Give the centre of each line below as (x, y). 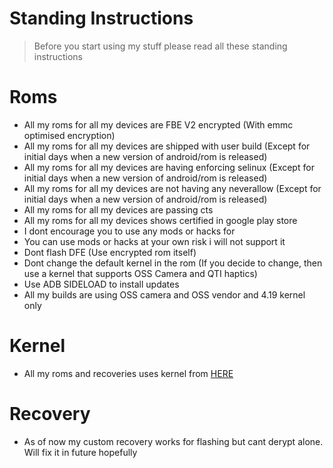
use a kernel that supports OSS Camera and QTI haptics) (140, 273)
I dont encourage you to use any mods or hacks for (129, 231)
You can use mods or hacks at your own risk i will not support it (154, 241)
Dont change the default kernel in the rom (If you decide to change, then (173, 263)
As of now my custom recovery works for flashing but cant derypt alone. (173, 441)
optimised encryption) (69, 135)
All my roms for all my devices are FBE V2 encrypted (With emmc (158, 124)
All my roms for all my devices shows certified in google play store (160, 220)
